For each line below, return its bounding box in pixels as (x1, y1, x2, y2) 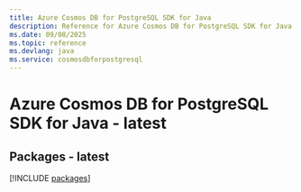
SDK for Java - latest (9, 114, 167, 133)
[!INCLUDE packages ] (9, 173, 91, 183)
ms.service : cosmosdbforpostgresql (9, 55, 143, 64)
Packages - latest (9, 149, 110, 164)
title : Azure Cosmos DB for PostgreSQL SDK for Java (9, 13, 212, 23)
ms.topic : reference (9, 38, 87, 48)
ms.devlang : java (9, 47, 75, 56)
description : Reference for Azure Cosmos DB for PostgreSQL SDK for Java (9, 22, 293, 31)
